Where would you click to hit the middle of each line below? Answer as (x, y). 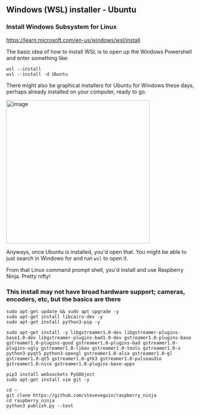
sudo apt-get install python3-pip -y (53, 322)
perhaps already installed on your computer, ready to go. (76, 92)
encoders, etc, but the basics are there (64, 299)
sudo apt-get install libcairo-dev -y (54, 317)
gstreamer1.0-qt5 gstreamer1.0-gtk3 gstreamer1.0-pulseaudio (84, 359)
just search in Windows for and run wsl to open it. (67, 258)
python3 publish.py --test (40, 406)
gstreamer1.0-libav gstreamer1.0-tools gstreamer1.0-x (111, 348)
